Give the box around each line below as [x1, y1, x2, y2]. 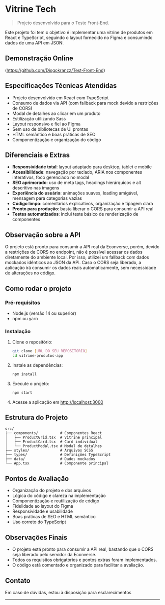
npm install [12, 372, 37, 377]
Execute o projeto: [12, 380, 50, 386]
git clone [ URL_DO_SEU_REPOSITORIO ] [12, 349, 87, 354]
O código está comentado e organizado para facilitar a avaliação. [12, 562, 144, 568]
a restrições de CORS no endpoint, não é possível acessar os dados [5, 249, 143, 255]
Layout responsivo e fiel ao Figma [12, 121, 81, 127]
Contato [5, 576, 30, 585]
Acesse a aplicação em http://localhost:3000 [12, 399, 104, 405]
